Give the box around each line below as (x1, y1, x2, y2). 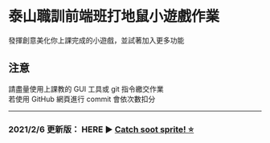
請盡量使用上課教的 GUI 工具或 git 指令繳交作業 (8, 84, 164, 93)
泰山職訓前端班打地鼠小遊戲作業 (8, 7, 220, 26)
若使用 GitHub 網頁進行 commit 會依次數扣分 (8, 94, 156, 104)
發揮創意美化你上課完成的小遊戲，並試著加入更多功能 (8, 35, 185, 45)
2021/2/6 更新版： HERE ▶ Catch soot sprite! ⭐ (8, 124, 194, 135)
